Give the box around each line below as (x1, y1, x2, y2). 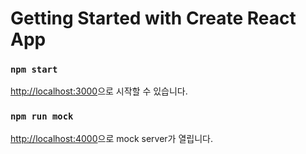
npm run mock (10, 111, 74, 122)
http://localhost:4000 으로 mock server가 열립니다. (10, 132, 213, 144)
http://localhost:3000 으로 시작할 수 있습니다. (10, 85, 188, 97)
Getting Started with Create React (10, 7, 297, 30)
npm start (10, 64, 58, 76)
